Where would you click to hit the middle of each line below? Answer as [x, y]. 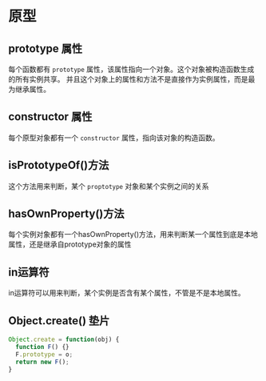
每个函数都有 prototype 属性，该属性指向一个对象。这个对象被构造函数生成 [131, 69]
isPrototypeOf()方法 [59, 165]
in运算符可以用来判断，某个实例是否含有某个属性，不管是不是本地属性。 [127, 293]
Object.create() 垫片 [59, 321]
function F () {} [42, 347]
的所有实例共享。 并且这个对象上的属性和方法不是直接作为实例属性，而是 [128, 79]
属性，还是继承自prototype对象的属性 [70, 244]
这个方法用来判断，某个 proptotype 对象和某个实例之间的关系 [109, 186]
